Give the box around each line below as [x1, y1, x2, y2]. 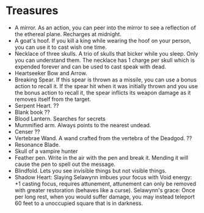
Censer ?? [14, 128, 40, 135]
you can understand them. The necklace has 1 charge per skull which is [14, 56, 195, 64]
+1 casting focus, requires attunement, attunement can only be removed [14, 180, 197, 187]
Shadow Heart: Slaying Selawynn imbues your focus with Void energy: [14, 173, 192, 181]
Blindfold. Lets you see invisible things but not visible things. [14, 166, 167, 174]
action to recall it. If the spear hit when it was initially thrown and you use [14, 82, 198, 89]
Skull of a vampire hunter [14, 148, 78, 155]
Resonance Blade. [14, 141, 60, 148]
